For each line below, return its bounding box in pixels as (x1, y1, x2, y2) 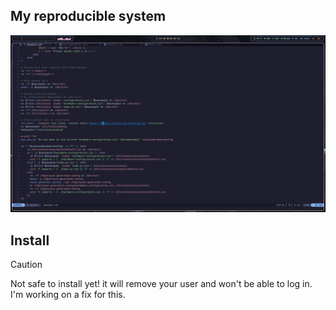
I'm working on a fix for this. (10, 289, 126, 301)
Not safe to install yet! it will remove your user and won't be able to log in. (10, 278, 313, 290)
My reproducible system (10, 8, 167, 25)
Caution (10, 259, 43, 271)
